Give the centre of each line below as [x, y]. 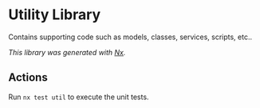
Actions [28, 78]
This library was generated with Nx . [67, 52]
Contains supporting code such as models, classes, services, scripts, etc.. [130, 37]
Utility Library [55, 15]
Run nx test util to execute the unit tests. [79, 97]
